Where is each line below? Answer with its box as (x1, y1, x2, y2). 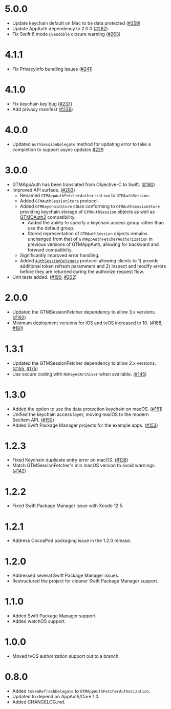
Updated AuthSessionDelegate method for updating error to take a (12, 141, 151, 147)
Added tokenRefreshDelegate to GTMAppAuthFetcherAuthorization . (12, 688, 151, 694)
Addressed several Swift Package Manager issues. (12, 572, 120, 579)
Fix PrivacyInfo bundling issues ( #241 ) (12, 66, 93, 72)
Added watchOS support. (12, 618, 66, 624)
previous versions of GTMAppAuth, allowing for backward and (27, 241, 159, 247)
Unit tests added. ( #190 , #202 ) (12, 274, 77, 280)
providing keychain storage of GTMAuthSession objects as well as (19, 208, 155, 215)
